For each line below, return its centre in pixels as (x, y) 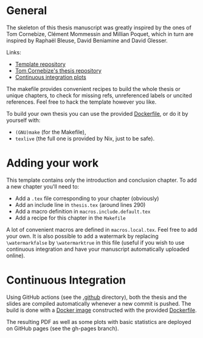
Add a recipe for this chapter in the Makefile (70, 218)
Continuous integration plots (50, 77)
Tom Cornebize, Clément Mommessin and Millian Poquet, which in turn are (100, 34)
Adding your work (53, 163)
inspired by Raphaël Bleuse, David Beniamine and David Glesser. (87, 40)
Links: (14, 52)
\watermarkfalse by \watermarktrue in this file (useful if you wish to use (95, 242)
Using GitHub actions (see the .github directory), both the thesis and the (97, 297)
